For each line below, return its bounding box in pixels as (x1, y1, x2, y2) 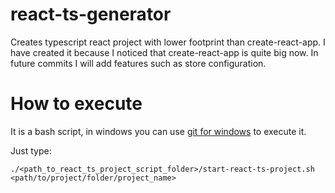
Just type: (10, 144, 52, 157)
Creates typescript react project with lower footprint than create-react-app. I (10, 36, 326, 48)
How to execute (10, 93, 143, 115)
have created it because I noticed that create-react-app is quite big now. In (10, 46, 319, 58)
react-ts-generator (10, 3, 172, 26)
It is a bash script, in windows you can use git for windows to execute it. (10, 125, 307, 137)
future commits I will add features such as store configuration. (10, 57, 267, 69)
